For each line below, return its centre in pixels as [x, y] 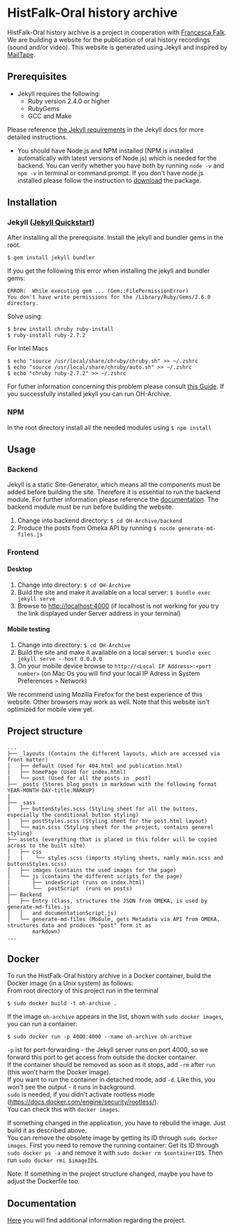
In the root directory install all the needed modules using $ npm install [109, 427]
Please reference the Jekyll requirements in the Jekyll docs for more [105, 129]
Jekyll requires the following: [59, 93]
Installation [32, 202]
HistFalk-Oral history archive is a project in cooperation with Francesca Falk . [117, 32]
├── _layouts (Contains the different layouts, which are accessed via [114, 754]
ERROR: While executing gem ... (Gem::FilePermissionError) [98, 291]
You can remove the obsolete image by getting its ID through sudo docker [112, 1138]
